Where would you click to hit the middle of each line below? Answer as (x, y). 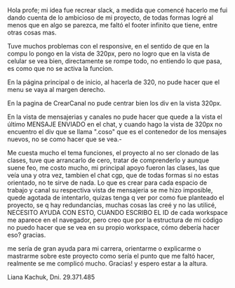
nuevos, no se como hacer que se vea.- (65, 139)
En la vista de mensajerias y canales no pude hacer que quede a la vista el (115, 117)
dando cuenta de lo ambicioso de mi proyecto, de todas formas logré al (110, 18)
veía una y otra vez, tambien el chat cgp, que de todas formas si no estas (113, 175)
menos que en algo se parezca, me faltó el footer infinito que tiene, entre (113, 25)
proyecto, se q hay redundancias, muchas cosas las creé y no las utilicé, (112, 205)
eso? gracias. (27, 235)
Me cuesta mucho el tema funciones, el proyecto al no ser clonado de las (113, 153)
